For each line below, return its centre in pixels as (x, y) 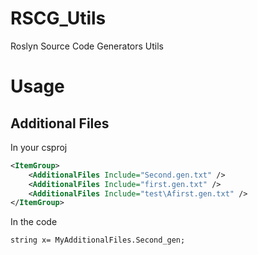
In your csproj (39, 147)
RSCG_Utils (58, 18)
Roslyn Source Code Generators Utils (87, 46)
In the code (34, 222)
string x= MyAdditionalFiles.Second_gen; (98, 240)
